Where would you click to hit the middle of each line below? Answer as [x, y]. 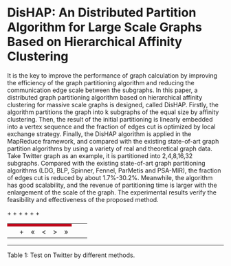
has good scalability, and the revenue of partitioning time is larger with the [112, 185]
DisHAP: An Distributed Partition [102, 13]
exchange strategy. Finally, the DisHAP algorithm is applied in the [99, 134]
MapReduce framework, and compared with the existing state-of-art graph [113, 141]
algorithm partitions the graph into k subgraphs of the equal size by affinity [113, 112]
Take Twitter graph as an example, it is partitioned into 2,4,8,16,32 [100, 155]
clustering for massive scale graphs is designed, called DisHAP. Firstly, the [113, 104]
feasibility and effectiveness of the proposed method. [83, 199]
